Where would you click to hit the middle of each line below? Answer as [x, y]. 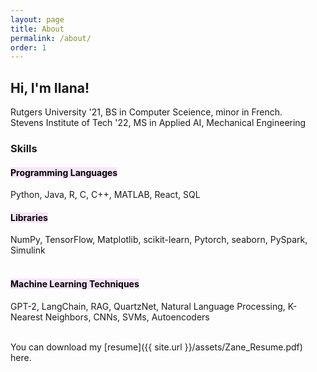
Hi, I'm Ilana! [50, 87]
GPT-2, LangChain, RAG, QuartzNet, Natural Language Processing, [148, 306]
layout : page [37, 19]
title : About [37, 29]
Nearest [26, 317]
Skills [24, 148]
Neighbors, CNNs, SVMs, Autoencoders [127, 317]
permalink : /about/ [51, 38]
